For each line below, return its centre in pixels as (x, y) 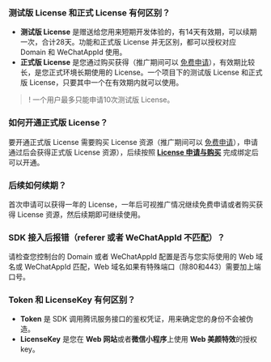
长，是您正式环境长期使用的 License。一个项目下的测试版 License (130, 72)
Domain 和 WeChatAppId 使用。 (73, 52)
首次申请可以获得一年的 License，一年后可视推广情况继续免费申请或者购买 (132, 204)
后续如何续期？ (38, 185)
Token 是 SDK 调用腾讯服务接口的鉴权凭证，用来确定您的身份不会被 (133, 319)
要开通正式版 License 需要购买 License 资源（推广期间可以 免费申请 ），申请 (133, 142)
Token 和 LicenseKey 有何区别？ (72, 300)
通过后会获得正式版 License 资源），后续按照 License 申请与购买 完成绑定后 (133, 152)
